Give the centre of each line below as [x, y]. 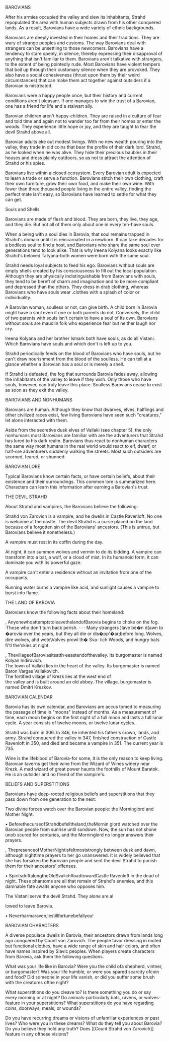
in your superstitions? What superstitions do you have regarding [87, 1003]
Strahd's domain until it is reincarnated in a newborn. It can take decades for [84, 239]
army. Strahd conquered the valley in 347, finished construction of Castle [81, 738]
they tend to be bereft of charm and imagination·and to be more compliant [82, 281]
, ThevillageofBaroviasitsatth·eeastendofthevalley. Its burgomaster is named [84, 655]
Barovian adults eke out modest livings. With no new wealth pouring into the [84, 142]
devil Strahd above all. [28, 132]
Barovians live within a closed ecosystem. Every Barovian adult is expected [83, 173]
